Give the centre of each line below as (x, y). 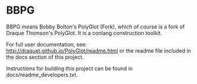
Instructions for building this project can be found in (69, 68)
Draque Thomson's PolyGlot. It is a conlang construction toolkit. (84, 33)
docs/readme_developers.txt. (42, 75)
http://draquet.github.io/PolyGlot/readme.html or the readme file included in (99, 50)
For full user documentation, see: (47, 44)
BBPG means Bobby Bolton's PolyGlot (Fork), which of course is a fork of (96, 27)
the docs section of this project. (45, 57)
